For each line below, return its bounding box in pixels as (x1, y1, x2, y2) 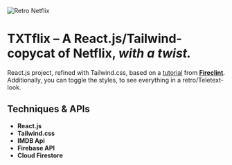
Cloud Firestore (17, 151, 64, 159)
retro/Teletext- (182, 76, 224, 84)
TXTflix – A (7, 31, 71, 46)
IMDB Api (17, 136, 45, 145)
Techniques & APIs (7, 103, 90, 115)
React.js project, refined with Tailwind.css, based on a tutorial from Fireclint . (7, 68, 225, 76)
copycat (7, 46, 55, 62)
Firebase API (17, 144, 55, 152)
